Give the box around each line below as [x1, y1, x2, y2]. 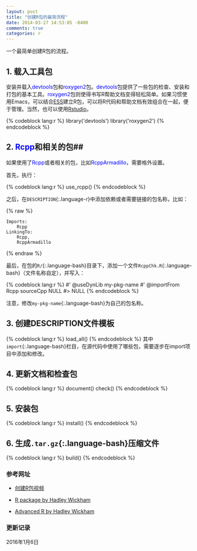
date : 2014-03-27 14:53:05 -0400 [6, 19, 88, 25]
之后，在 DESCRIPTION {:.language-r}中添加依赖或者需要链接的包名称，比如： [6, 195, 189, 203]
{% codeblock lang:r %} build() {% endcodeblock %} [6, 454, 136, 461]
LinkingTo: [6, 229, 33, 235]
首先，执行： [6, 171, 37, 178]
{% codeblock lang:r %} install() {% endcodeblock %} [6, 420, 137, 427]
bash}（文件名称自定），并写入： [6, 269, 86, 276]
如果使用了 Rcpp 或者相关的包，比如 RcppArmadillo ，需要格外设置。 [6, 159, 168, 166]
